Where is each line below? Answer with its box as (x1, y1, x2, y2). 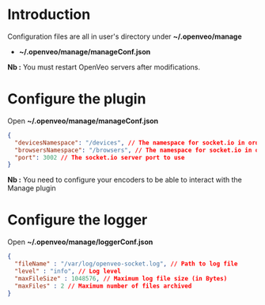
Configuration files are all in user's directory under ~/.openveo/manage (7, 32, 242, 41)
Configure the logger (7, 211, 148, 229)
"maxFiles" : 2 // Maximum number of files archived (14, 282, 192, 290)
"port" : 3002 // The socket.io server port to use (14, 153, 185, 161)
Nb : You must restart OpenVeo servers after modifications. (7, 62, 201, 72)
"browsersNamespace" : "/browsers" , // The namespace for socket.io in (14, 146, 252, 154)
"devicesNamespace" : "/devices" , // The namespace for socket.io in (14, 138, 245, 147)
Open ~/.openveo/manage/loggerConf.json (7, 237, 153, 247)
